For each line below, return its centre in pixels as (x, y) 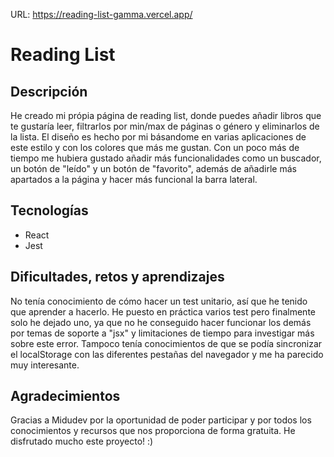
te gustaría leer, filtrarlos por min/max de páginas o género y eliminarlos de (165, 126)
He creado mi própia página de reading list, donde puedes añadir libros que (166, 115)
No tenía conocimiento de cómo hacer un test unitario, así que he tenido (159, 301)
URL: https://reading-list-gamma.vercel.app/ (101, 14)
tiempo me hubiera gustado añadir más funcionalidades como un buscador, (166, 158)
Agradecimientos (65, 396)
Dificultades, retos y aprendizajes (117, 277)
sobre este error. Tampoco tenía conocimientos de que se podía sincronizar (166, 343)
